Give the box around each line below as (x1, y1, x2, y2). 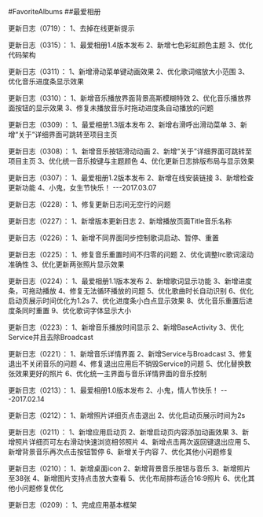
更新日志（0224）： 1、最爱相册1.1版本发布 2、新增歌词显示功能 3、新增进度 (8, 276, 253, 286)
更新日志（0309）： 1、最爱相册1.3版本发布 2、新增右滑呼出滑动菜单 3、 (8, 120, 241, 129)
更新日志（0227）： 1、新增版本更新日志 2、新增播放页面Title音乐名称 (8, 216, 232, 226)
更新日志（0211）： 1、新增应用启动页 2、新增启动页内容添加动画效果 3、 (8, 427, 243, 437)
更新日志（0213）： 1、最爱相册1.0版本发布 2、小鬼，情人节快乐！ (8, 386, 220, 395)
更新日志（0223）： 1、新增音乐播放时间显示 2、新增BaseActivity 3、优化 (8, 323, 244, 332)
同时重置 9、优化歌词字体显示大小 (21, 306, 132, 315)
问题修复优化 (21, 483, 64, 493)
